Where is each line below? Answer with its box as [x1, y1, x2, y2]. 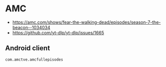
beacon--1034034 [12, 24, 51, 30]
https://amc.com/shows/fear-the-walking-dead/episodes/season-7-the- [12, 19, 161, 25]
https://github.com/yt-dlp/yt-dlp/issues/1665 [12, 30, 104, 35]
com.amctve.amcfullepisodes [5, 57, 64, 62]
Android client [5, 44, 50, 52]
